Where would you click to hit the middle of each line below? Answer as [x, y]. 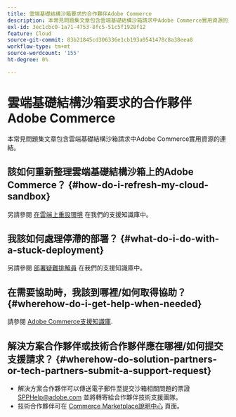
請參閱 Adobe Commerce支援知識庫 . [60, 322]
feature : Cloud [29, 33]
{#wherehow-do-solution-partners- [136, 359]
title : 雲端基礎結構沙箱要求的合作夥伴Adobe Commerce [80, 14]
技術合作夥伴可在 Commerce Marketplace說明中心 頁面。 [100, 406]
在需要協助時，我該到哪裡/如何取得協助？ [97, 292]
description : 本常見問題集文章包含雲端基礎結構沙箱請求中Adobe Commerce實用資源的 [118, 20]
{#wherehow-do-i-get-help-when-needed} [105, 304]
